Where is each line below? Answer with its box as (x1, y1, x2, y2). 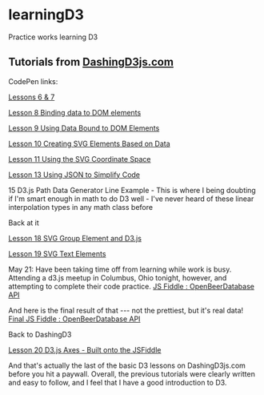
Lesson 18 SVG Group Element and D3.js (8, 233, 142, 243)
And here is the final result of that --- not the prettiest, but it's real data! (8, 305, 244, 315)
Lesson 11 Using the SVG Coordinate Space (8, 154, 151, 163)
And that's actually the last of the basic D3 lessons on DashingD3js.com (8, 361, 246, 370)
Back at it (8, 218, 39, 228)
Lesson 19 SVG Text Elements (8, 248, 106, 258)
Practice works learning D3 (8, 32, 98, 42)
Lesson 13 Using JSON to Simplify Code (8, 170, 141, 179)
